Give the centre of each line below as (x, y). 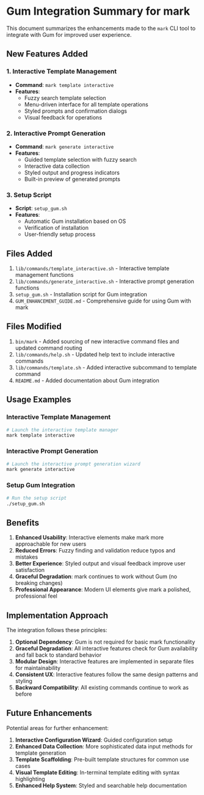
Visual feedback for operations (63, 117)
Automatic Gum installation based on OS (75, 221)
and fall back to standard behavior (58, 655)
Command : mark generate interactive (64, 146)
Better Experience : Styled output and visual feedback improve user (100, 563)
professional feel (36, 596)
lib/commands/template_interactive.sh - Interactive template (92, 268)
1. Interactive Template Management (62, 72)
